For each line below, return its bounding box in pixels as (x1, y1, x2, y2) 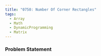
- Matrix (9, 30, 27, 35)
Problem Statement (5, 46, 52, 53)
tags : (5, 12, 16, 17)
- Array (9, 16, 25, 21)
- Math (9, 20, 23, 26)
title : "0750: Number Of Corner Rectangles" (5, 7, 97, 12)
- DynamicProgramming (9, 25, 53, 30)
